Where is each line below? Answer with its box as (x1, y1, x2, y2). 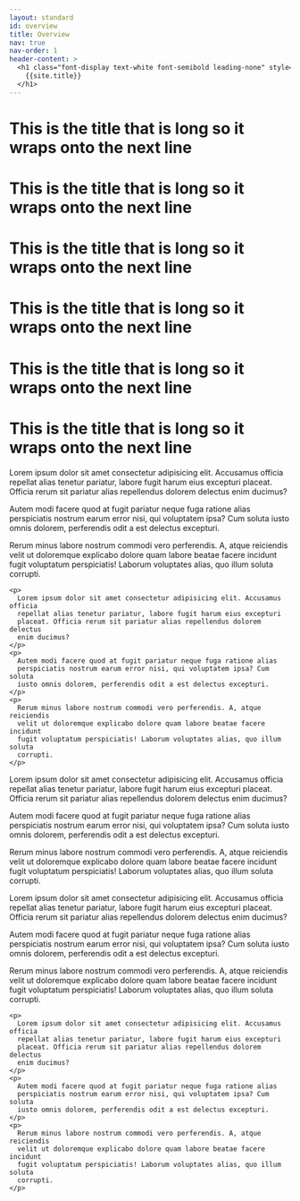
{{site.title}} (25, 72, 82, 81)
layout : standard (9, 13, 74, 22)
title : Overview (9, 30, 70, 39)
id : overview (9, 21, 58, 30)
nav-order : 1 (9, 47, 58, 56)
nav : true (9, 38, 46, 47)
